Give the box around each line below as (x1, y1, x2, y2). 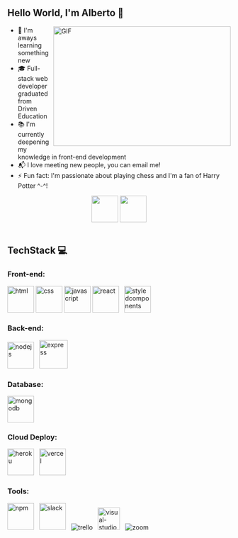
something (17, 48, 50, 57)
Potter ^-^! (17, 181, 48, 190)
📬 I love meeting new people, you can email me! (17, 160, 161, 169)
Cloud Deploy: (7, 432, 58, 442)
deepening (17, 138, 50, 146)
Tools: (7, 486, 30, 496)
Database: (7, 379, 44, 389)
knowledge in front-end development (17, 152, 127, 161)
